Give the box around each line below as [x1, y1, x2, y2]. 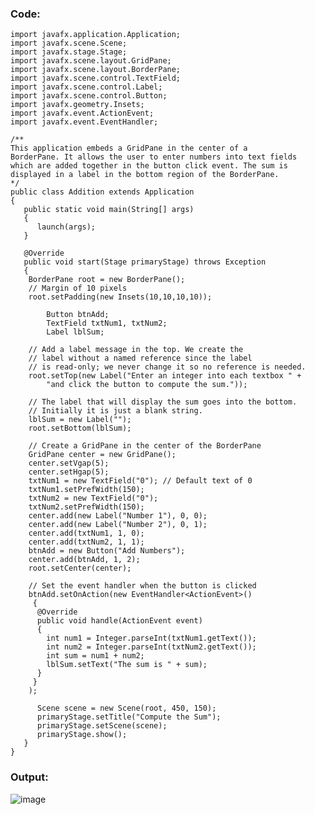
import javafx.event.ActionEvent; [10, 108, 155, 119]
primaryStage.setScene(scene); [36, 721, 168, 731]
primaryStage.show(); [36, 730, 128, 740]
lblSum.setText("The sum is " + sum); [46, 660, 208, 670]
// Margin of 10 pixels [28, 283, 128, 294]
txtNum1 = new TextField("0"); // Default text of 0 [28, 476, 253, 486]
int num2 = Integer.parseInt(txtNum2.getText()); [46, 642, 257, 652]
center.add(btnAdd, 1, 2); [28, 555, 141, 565]
